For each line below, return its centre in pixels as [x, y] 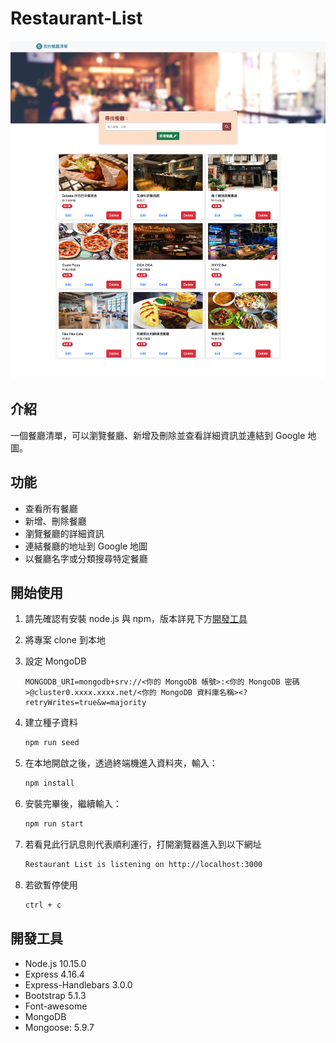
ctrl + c [43, 905]
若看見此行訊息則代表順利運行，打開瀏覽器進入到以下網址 [143, 844]
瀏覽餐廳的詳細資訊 [64, 533]
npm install [49, 783]
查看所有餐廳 [51, 508]
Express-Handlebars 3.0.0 [78, 984]
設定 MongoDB [55, 661]
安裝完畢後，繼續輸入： [73, 804]
